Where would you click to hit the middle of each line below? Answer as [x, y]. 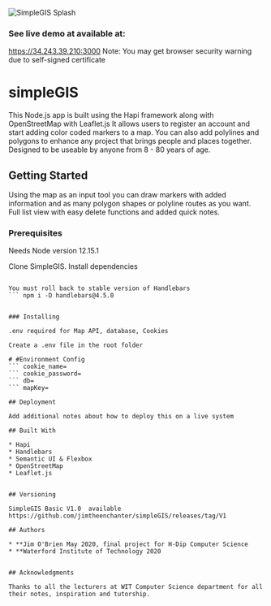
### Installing [34, 317]
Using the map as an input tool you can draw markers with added [118, 195]
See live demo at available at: [67, 33]
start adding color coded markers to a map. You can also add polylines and [134, 132]
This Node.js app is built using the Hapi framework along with [111, 115]
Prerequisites [35, 233]
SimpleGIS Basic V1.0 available [65, 509]
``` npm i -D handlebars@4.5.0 [61, 296]
